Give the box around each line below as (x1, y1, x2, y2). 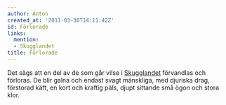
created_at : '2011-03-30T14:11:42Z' (7, 17, 114, 24)
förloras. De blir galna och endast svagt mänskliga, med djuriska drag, (7, 76, 210, 84)
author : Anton (7, 10, 49, 17)
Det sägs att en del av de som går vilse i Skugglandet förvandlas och (7, 68, 206, 77)
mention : (13, 36, 39, 43)
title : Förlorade (7, 50, 58, 57)
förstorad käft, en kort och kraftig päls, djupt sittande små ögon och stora (7, 83, 220, 92)
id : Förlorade (7, 23, 49, 30)
